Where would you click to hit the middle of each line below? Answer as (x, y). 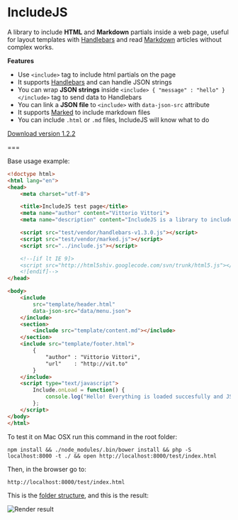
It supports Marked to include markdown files (84, 112)
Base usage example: (39, 161)
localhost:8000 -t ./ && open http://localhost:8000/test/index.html (112, 456)
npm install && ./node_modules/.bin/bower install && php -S (100, 450)
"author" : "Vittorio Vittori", (93, 357)
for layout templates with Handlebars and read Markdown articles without (114, 39)
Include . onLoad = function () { (79, 390)
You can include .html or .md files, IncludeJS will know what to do (113, 120)
